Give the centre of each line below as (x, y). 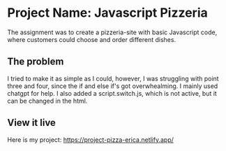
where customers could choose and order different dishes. (92, 39)
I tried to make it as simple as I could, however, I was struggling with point (113, 78)
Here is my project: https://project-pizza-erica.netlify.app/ (91, 139)
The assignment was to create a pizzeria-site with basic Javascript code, (112, 32)
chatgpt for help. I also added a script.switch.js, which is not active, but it (112, 93)
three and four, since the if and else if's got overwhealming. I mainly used (113, 86)
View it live (31, 123)
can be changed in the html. (47, 101)
